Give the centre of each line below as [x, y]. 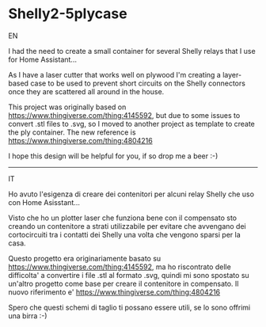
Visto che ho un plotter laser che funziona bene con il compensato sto [123, 218]
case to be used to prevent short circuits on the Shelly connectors [138, 83]
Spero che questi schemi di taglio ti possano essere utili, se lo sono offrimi [129, 307]
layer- [232, 74]
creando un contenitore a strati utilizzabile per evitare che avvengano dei [127, 226]
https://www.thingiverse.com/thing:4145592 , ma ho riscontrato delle [120, 267]
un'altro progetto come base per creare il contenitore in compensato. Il [123, 283]
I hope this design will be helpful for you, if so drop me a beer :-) [113, 156]
